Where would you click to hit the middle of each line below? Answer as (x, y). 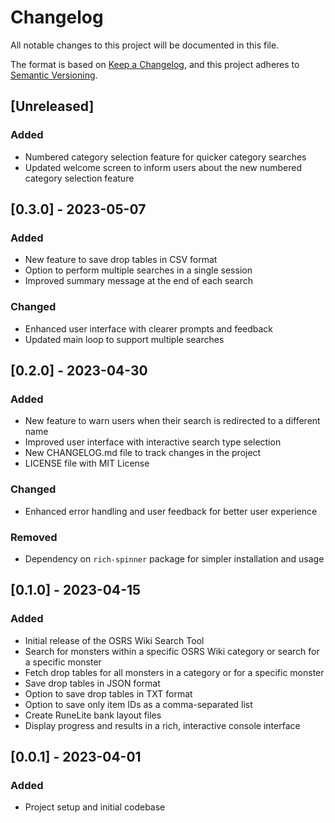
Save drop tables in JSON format (92, 683)
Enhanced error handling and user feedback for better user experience (171, 511)
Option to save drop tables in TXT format (108, 693)
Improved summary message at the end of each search (138, 281)
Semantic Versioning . (54, 75)
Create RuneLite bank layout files (93, 715)
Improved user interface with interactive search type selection (153, 442)
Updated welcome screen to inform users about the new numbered (163, 167)
